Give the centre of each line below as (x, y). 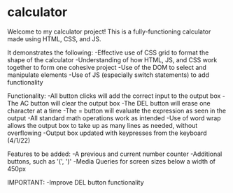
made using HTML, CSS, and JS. (54, 38)
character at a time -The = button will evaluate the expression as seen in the (117, 110)
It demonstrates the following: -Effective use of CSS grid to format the (108, 52)
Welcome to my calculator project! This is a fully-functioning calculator (109, 31)
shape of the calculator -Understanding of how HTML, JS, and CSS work (112, 59)
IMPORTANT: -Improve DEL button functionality (76, 182)
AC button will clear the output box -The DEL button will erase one (115, 103)
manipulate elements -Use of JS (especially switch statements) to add (108, 75)
